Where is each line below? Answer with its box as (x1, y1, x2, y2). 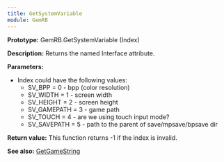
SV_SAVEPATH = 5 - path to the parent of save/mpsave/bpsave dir (27, 120, 218, 128)
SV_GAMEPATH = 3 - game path (27, 105, 120, 114)
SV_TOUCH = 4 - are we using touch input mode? (27, 112, 170, 121)
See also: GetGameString (7, 147, 81, 155)
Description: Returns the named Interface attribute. (7, 49, 155, 57)
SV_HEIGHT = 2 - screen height (27, 98, 118, 106)
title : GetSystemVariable (7, 10, 82, 17)
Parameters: (7, 62, 44, 71)
